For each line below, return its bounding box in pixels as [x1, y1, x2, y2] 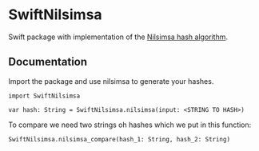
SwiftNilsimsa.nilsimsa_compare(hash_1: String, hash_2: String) [8, 135, 230, 143]
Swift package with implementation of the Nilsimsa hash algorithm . [8, 32, 229, 42]
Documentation [8, 55, 88, 69]
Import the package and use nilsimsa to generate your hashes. [8, 76, 214, 85]
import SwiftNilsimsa [8, 92, 81, 100]
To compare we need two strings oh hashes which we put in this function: [8, 120, 252, 129]
